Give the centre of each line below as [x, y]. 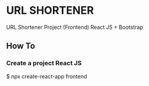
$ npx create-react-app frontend [47, 76]
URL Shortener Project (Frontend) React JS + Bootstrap [74, 27]
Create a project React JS [44, 63]
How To [21, 46]
